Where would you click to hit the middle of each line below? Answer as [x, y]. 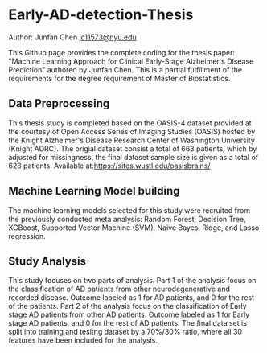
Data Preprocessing [59, 103]
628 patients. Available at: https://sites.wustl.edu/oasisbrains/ [109, 166]
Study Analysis [47, 261]
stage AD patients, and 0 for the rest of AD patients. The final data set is [128, 323]
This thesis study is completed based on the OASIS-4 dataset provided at [130, 123]
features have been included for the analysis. [83, 340]
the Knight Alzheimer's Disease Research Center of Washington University [132, 140]
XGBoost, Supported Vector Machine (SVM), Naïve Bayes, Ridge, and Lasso [134, 228]
